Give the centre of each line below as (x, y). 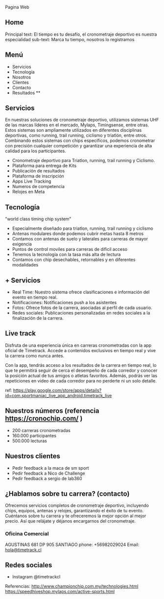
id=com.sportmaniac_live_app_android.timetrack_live (59, 395)
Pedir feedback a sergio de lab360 (47, 478)
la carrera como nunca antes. (35, 356)
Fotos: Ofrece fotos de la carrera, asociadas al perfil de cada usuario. (82, 308)
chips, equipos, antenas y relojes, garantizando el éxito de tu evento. (74, 511)
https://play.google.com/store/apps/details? (57, 390)
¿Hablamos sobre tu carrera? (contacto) (67, 493)
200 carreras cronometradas (41, 430)
